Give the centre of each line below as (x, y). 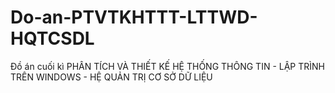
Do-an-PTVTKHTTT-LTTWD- (134, 17)
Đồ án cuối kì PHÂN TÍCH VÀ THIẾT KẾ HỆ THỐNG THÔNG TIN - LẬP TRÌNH (167, 66)
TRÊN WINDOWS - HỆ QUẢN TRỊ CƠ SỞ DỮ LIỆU (111, 77)
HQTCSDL (52, 38)
